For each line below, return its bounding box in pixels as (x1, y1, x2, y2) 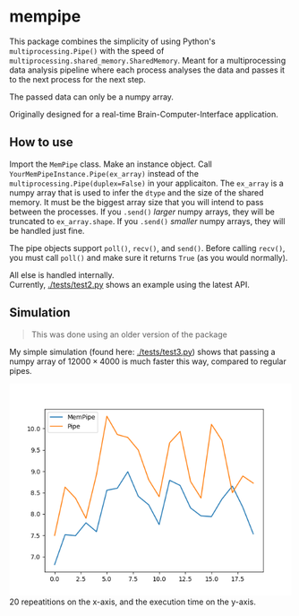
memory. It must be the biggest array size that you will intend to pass (9, 196, 264, 207)
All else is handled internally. (9, 269, 115, 280)
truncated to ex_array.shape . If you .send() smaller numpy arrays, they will (9, 215, 286, 226)
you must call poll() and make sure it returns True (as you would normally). (9, 252, 288, 263)
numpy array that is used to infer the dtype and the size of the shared (9, 187, 264, 198)
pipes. (9, 365, 33, 376)
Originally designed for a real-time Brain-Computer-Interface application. (9, 108, 279, 119)
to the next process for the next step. (9, 74, 146, 84)
